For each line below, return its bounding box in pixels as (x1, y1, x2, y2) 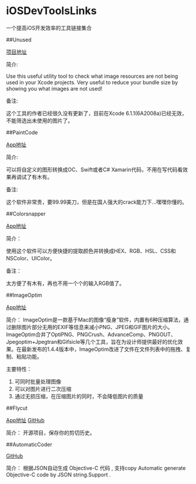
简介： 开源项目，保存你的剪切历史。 (6, 429, 95, 436)
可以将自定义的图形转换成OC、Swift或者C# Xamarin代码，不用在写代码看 (6, 166, 183, 173)
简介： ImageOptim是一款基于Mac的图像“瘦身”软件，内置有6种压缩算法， (6, 316, 184, 323)
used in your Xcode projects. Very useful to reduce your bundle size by (6, 78, 178, 86)
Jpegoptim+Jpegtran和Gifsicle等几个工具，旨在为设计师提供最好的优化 (6, 338, 178, 345)
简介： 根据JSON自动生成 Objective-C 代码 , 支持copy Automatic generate (6, 464, 186, 472)
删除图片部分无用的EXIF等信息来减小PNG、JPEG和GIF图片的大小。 (11, 323, 173, 330)
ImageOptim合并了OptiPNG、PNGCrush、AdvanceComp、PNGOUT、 (6, 331, 176, 338)
